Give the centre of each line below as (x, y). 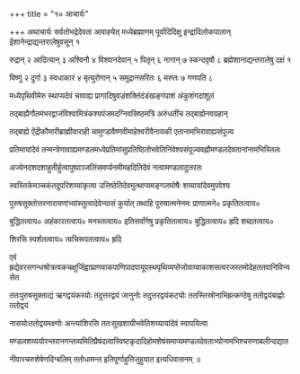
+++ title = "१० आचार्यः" (49, 14)
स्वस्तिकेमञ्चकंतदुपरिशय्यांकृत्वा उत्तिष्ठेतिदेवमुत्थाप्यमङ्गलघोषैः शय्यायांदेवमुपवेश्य (120, 185)
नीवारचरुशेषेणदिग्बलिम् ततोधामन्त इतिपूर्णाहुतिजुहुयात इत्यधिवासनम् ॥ (105, 359)
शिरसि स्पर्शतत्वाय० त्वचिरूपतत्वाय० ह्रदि (66, 239)
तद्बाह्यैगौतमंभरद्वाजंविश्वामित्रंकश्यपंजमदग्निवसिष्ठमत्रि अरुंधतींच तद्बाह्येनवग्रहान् (119, 113)
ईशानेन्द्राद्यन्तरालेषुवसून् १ (45, 42)
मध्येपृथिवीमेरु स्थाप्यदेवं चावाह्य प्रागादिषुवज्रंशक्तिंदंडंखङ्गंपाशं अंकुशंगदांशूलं (112, 96)
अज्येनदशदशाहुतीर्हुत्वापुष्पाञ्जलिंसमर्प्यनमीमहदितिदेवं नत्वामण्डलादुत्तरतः (106, 167)
